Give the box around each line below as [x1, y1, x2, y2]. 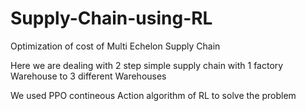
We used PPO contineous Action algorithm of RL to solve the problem [10, 89, 297, 101]
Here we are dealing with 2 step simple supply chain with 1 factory [10, 59, 284, 71]
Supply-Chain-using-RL [10, 7, 213, 30]
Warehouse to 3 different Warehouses [10, 70, 167, 82]
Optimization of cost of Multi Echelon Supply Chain [10, 40, 221, 52]
